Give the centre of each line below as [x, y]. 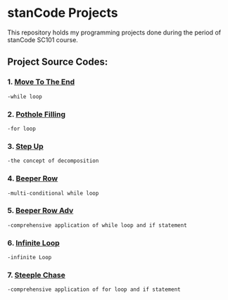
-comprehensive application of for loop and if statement [94, 289]
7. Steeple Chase [36, 275]
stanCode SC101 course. [43, 39]
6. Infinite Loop [33, 242]
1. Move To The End [41, 82]
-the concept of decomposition [53, 161]
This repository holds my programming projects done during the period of [114, 32]
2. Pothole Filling [36, 114]
